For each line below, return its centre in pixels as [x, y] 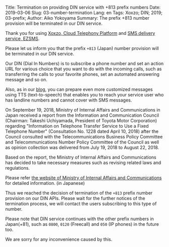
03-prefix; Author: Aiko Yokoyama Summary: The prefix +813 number [77, 18]
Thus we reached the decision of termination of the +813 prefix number [79, 193]
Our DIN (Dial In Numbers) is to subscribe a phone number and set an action [84, 63]
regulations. [18, 168]
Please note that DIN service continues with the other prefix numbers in [79, 219]
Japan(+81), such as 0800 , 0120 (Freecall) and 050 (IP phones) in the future [82, 224]
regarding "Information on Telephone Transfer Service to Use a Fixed [77, 126]
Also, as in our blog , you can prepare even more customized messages [79, 89]
